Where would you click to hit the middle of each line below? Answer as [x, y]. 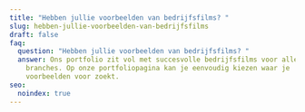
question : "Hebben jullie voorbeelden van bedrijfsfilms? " [133, 51]
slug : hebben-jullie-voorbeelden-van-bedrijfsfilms [109, 26]
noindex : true [44, 93]
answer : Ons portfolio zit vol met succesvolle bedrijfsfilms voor [148, 60]
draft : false [34, 34]
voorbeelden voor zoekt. [73, 77]
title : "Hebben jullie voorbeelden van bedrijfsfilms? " [119, 18]
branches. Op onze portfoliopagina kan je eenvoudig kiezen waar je [158, 69]
